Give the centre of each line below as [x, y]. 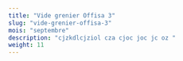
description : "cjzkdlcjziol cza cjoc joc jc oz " [92, 38]
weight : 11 [26, 45]
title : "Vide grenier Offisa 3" [62, 15]
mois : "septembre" [39, 30]
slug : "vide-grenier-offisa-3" [60, 23]
